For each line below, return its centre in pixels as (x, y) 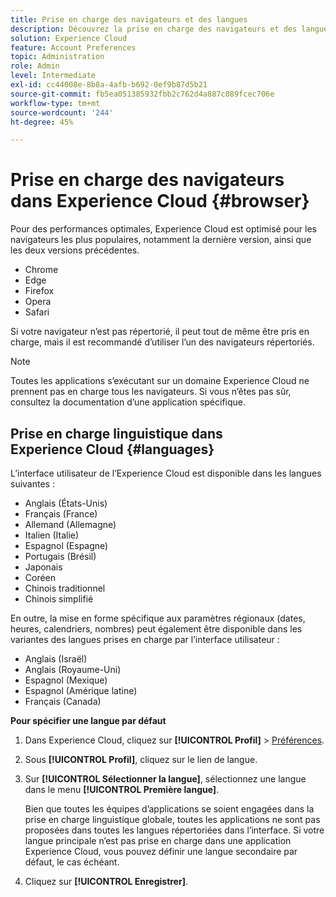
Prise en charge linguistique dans (116, 433)
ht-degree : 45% (42, 122)
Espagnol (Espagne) (66, 545)
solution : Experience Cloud (69, 38)
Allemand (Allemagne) (70, 524)
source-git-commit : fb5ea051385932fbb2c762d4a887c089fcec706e (142, 94)
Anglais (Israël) (56, 659)
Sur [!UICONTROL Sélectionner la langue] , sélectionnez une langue (165, 779)
